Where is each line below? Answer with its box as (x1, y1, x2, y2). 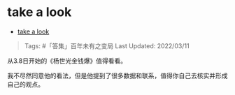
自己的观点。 (7, 80, 44, 88)
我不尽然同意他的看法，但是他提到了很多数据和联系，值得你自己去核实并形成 (7, 71, 228, 80)
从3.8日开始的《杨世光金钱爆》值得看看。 (7, 57, 127, 65)
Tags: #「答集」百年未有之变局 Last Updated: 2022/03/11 (24, 41, 190, 50)
